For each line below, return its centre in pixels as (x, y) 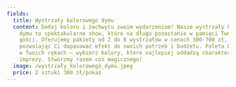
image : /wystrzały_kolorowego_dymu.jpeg (73, 66)
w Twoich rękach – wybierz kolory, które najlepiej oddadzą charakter (125, 53)
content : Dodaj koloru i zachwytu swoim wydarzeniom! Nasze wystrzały (119, 27)
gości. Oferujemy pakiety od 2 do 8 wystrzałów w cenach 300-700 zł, (124, 40)
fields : (18, 14)
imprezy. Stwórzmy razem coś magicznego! (81, 60)
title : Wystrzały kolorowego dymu (63, 20)
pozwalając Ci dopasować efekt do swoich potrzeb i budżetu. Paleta (122, 46)
